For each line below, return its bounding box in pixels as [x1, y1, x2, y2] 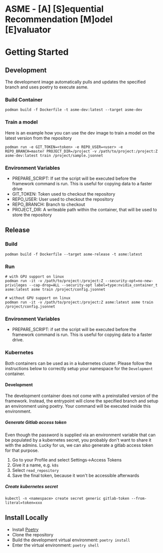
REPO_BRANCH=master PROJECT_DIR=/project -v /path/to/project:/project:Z [5, 149, 158, 154]
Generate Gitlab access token [5, 420, 67, 425]
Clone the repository [12, 531, 54, 537]
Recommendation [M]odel [5, 14, 113, 25]
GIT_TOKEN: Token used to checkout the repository [12, 191, 115, 197]
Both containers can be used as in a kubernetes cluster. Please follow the [5, 360, 152, 366]
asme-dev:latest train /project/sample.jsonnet [5, 153, 104, 158]
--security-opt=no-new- [105, 279, 153, 284]
